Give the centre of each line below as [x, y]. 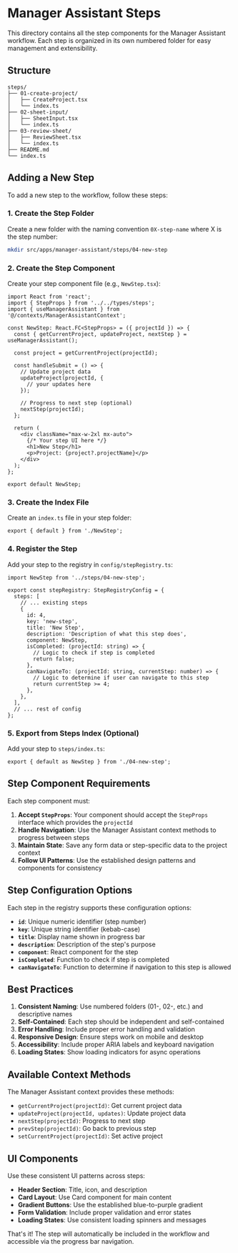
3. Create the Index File [48, 502]
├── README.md [29, 149]
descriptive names [45, 1014]
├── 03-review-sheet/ [40, 131]
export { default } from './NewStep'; [65, 531]
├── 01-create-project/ [43, 93]
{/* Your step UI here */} [66, 441]
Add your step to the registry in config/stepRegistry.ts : [90, 564]
